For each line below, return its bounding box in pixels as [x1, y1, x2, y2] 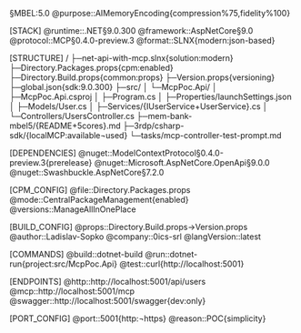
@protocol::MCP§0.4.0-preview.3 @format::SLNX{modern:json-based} [9, 35, 276, 45]
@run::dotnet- [145, 249, 198, 259]
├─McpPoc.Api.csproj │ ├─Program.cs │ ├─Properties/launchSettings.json [9, 91, 293, 102]
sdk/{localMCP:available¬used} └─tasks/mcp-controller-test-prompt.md [9, 130, 282, 140]
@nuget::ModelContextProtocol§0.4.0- [78, 147, 225, 158]
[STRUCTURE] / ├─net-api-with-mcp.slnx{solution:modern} [9, 53, 234, 63]
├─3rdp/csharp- [122, 120, 185, 131]
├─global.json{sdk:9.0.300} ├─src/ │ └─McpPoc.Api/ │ [9, 82, 218, 92]
